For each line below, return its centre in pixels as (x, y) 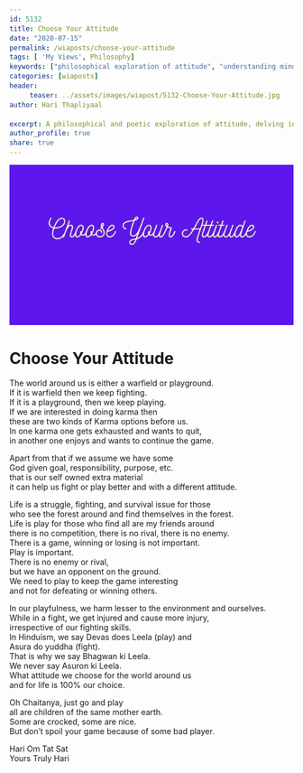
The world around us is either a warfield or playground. (112, 383)
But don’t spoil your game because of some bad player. (112, 731)
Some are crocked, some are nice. (73, 722)
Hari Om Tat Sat (39, 749)
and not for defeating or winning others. (83, 591)
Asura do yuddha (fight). (55, 647)
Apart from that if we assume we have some (92, 458)
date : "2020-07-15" (46, 38)
